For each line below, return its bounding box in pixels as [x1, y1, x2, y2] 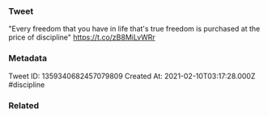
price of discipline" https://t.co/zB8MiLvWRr [8, 32, 155, 42]
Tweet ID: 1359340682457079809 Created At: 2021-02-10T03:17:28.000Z [8, 71, 256, 81]
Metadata [8, 52, 47, 64]
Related [8, 99, 40, 111]
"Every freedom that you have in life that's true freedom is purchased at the [8, 24, 261, 34]
